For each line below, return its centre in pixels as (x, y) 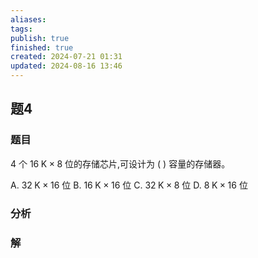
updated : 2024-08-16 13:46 (66, 66)
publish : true (40, 38)
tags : (21, 29)
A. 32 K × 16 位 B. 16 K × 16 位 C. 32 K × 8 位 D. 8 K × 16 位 (129, 185)
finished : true (42, 47)
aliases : (28, 19)
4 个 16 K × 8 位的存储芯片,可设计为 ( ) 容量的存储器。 (120, 163)
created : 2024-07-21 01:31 (66, 57)
